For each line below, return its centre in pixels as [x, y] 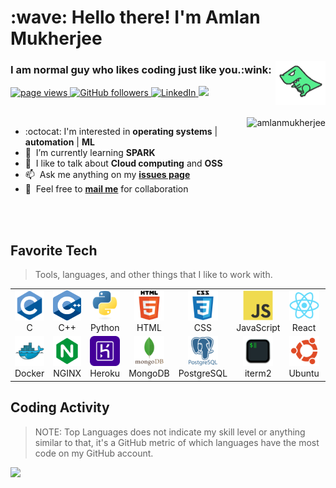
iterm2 [258, 373]
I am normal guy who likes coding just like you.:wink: [141, 70]
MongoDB [149, 373]
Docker [29, 373]
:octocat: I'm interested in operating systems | [121, 132]
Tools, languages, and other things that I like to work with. [153, 275]
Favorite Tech [54, 250]
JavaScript [258, 328]
